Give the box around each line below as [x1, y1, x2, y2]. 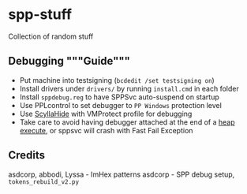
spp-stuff [8, 6, 73, 24]
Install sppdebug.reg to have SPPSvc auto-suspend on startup [19, 92, 219, 102]
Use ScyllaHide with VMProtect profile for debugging [19, 109, 193, 118]
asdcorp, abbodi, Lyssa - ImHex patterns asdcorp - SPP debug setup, [8, 170, 235, 179]
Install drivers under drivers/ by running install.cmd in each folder [19, 84, 239, 93]
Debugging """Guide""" [8, 54, 130, 68]
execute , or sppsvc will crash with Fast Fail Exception [19, 125, 193, 135]
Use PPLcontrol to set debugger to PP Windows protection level [19, 100, 223, 110]
